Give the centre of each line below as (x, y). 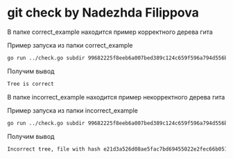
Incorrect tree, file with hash (54, 149)
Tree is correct (31, 84)
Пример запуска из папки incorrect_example (73, 110)
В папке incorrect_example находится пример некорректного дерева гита (116, 97)
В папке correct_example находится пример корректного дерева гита (110, 32)
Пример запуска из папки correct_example (70, 45)
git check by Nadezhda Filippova (103, 13)
